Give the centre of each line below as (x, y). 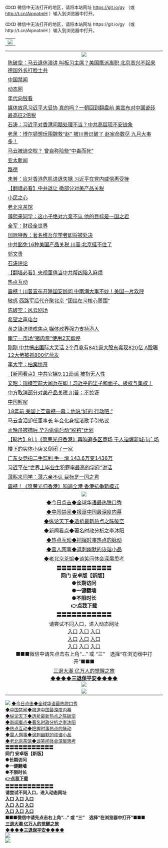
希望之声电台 (23, 320)
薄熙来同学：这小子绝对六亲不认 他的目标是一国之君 (68, 216)
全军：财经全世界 (28, 226)
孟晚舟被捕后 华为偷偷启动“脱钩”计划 (51, 430)
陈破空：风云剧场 (28, 310)
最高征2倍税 (22, 115)
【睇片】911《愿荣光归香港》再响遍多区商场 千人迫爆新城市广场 (83, 439)
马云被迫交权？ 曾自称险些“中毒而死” (51, 151)
